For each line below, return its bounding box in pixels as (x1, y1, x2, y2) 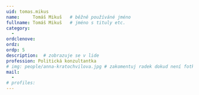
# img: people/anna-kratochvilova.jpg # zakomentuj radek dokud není (6, 63, 182, 70)
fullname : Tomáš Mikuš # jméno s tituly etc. (6, 19, 126, 25)
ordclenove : (6, 36, 36, 42)
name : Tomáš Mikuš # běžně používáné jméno (6, 14, 131, 20)
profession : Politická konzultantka (6, 58, 97, 64)
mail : (6, 69, 20, 75)
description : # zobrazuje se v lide (6, 53, 99, 58)
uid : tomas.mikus (6, 8, 49, 15)
